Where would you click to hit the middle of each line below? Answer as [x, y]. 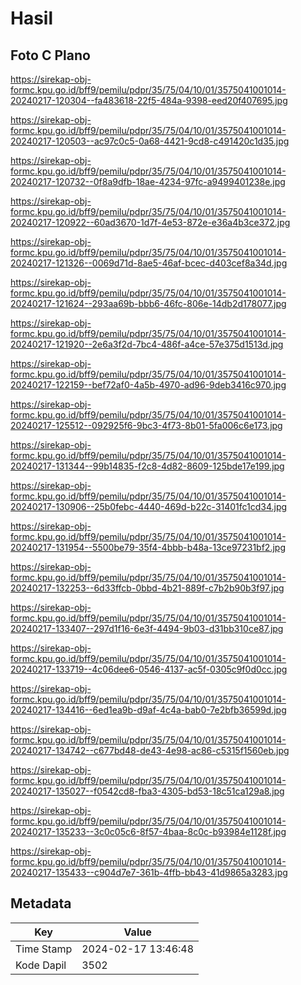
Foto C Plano [50, 55]
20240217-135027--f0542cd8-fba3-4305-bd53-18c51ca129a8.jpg [147, 791]
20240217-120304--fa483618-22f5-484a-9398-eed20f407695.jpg [149, 100]
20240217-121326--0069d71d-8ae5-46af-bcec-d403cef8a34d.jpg [149, 263]
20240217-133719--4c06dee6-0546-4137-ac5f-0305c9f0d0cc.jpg [149, 669]
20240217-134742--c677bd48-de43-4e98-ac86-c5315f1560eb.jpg [150, 750]
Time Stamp [44, 949]
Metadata [41, 903]
